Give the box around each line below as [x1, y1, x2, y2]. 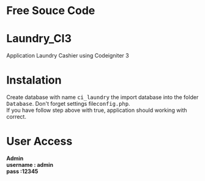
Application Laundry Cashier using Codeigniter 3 [6, 52, 130, 59]
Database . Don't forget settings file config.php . [6, 100, 130, 108]
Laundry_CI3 [6, 32, 72, 46]
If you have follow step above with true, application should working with [6, 106, 188, 114]
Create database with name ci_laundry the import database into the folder [6, 94, 199, 101]
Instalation [6, 73, 62, 87]
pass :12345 [6, 168, 39, 175]
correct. [6, 113, 26, 120]
